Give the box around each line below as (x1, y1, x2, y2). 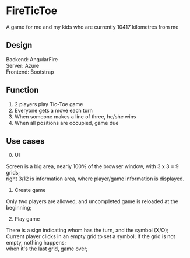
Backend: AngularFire (6, 55, 58, 62)
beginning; (6, 204, 32, 211)
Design (6, 40, 33, 50)
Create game (14, 187, 46, 194)
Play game (14, 215, 40, 222)
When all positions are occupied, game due (14, 119, 119, 126)
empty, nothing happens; (6, 239, 66, 246)
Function (6, 85, 39, 95)
